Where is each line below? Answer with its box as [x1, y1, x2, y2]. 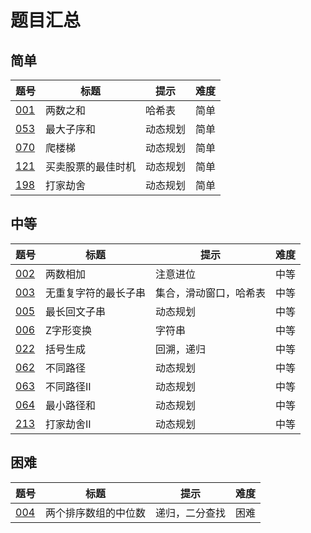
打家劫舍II [45, 417, 92, 431]
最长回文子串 [45, 304, 107, 318]
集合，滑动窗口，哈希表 [155, 286, 267, 300]
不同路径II [45, 379, 92, 393]
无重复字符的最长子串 [45, 286, 147, 300]
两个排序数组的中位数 [45, 506, 147, 520]
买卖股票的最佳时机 [45, 160, 137, 173]
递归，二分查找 [155, 506, 227, 520]
